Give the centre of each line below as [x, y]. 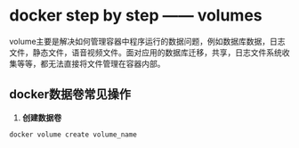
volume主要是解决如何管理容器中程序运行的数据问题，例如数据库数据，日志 [148, 41]
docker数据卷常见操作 [70, 95]
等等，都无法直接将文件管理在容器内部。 [91, 63]
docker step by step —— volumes [136, 16]
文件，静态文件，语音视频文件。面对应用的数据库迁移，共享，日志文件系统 [145, 52]
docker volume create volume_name [73, 135]
